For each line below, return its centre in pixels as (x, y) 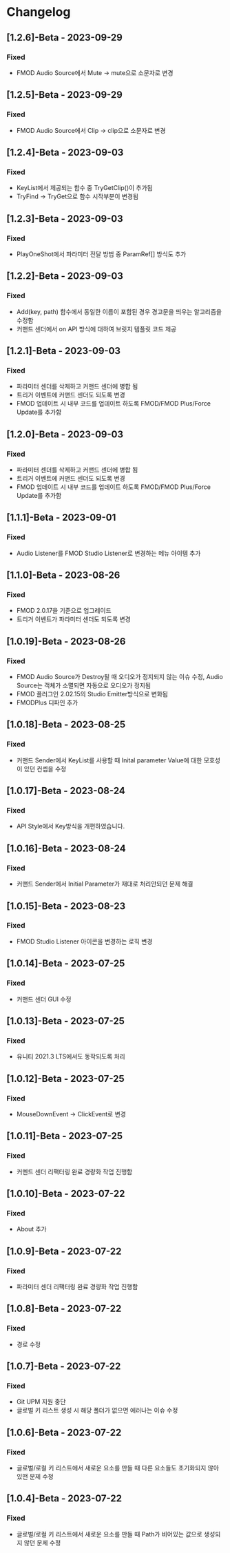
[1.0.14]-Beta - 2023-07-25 (66, 964)
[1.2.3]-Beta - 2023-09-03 (65, 219)
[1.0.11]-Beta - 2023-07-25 (65, 1136)
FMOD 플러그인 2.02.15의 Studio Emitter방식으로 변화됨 (92, 694)
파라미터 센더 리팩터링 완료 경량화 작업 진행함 (77, 1286)
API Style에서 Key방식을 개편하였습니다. (71, 826)
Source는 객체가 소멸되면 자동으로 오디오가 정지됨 (84, 685)
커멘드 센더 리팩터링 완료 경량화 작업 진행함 (74, 1171)
